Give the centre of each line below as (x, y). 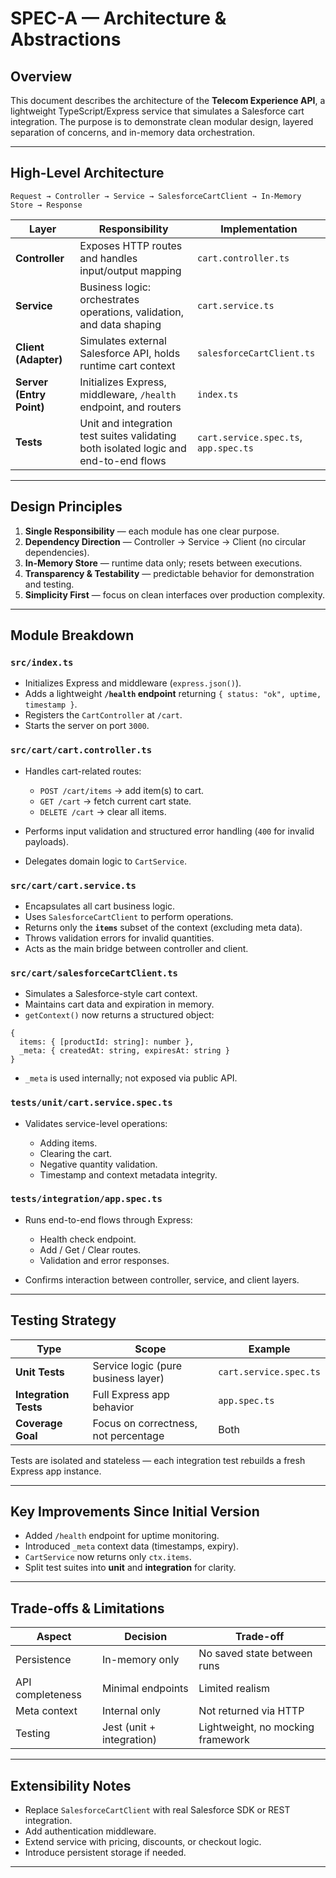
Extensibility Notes (71, 1785)
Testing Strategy (63, 1320)
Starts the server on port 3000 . (87, 726)
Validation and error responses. (104, 1260)
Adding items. (68, 1143)
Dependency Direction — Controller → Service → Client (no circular (165, 541)
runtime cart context (127, 365)
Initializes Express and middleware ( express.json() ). (133, 683)
